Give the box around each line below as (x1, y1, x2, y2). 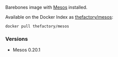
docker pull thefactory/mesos (5, 24, 70, 29)
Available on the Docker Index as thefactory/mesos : (5, 14, 113, 20)
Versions (5, 35, 28, 42)
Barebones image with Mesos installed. (5, 5, 87, 10)
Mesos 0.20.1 (12, 47, 41, 53)
